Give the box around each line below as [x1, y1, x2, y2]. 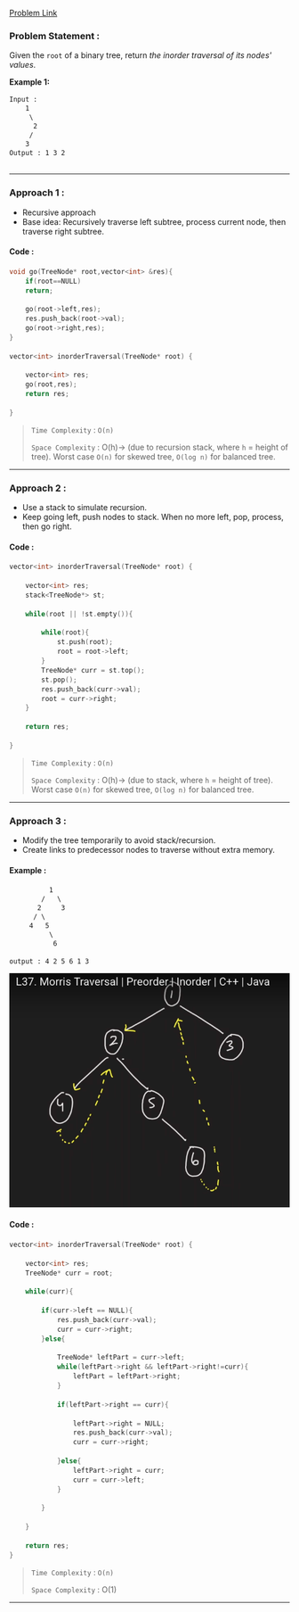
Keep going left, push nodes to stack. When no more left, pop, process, [21, 512, 285, 523]
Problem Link [9, 8, 58, 18]
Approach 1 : [9, 186, 65, 199]
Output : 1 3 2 [9, 149, 66, 158]
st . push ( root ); [56, 638, 114, 647]
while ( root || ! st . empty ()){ [25, 609, 133, 618]
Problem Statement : [9, 29, 101, 42]
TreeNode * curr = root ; [25, 1269, 114, 1277]
